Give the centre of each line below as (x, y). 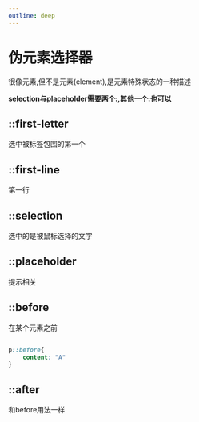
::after (24, 390)
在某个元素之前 (33, 328)
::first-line (34, 170)
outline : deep (32, 16)
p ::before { (26, 350)
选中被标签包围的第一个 (47, 144)
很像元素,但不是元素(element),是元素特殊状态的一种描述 (100, 82)
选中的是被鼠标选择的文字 (50, 236)
